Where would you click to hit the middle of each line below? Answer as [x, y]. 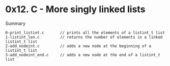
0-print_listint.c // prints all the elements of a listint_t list [85, 32]
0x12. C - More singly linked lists [75, 9]
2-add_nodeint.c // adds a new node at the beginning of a [78, 46]
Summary [16, 23]
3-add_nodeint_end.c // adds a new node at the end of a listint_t [83, 55]
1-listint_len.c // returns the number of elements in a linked [84, 37]
